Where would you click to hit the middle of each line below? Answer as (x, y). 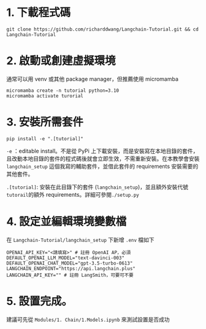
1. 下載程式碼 (39, 13)
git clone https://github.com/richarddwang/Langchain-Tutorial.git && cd (103, 29)
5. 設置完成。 (39, 301)
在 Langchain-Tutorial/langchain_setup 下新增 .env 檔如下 (80, 240)
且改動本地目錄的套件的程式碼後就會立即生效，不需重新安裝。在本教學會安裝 (103, 158)
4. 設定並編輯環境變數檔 (67, 222)
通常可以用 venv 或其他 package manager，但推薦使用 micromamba (93, 79)
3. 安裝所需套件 (45, 122)
